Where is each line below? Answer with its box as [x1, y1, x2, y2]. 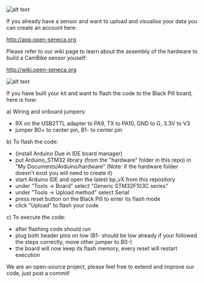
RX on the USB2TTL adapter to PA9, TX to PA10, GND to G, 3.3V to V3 [15, 120, 191, 127]
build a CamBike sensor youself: [6, 54, 87, 61]
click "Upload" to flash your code [15, 202, 99, 209]
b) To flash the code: [6, 138, 58, 145]
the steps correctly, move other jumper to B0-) [15, 238, 132, 245]
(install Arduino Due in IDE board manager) [15, 150, 123, 157]
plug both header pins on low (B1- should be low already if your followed [15, 232, 197, 239]
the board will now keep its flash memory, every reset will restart [15, 245, 178, 252]
